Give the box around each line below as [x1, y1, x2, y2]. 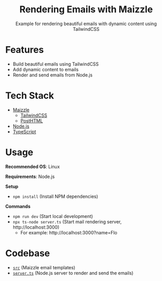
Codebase [5, 247, 50, 259]
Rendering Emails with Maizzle [19, 4, 153, 15]
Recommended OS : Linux [5, 163, 60, 170]
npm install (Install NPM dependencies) [12, 193, 98, 199]
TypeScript [12, 128, 36, 134]
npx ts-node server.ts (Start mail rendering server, [12, 218, 122, 225]
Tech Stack [5, 90, 54, 102]
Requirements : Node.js [5, 173, 55, 179]
